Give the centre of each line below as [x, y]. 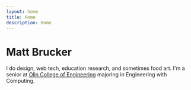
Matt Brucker [39, 52]
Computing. [20, 81]
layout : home [22, 12]
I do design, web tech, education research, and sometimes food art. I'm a [95, 68]
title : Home [21, 17]
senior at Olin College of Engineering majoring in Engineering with [87, 75]
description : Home [29, 22]
